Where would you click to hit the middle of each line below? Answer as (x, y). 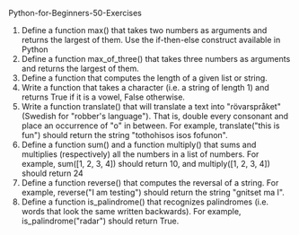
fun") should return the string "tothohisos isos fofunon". (124, 135)
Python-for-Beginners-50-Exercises (75, 13)
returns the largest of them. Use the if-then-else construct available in (151, 40)
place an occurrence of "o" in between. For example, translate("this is (150, 126)
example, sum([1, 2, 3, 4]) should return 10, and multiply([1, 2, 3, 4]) (146, 164)
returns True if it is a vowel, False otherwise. (103, 97)
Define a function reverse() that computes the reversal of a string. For (150, 183)
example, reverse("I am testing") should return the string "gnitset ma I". (153, 192)
